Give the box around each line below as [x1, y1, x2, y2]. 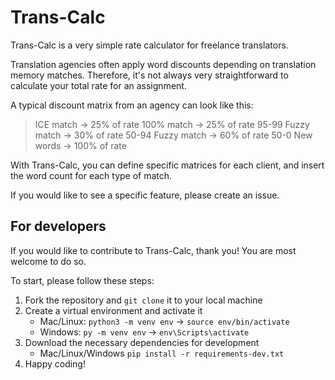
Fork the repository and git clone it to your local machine [24, 294, 263, 306]
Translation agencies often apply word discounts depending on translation [10, 58, 317, 70]
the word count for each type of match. [10, 169, 173, 181]
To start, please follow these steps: [10, 274, 155, 286]
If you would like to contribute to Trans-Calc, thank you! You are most [10, 244, 297, 256]
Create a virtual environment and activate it [24, 304, 203, 316]
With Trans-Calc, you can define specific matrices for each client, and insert [10, 159, 325, 171]
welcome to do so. [10, 255, 87, 267]
